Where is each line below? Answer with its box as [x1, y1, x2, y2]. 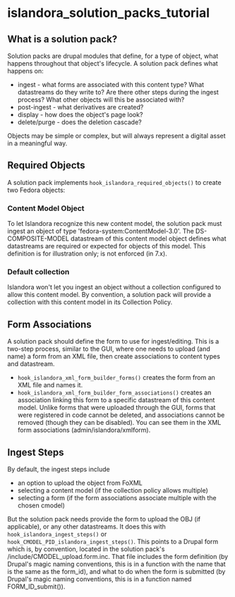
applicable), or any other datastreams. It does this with [7, 522, 166, 531]
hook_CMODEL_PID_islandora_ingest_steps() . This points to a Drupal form [7, 538, 219, 546]
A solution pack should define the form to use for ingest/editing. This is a [7, 337, 219, 346]
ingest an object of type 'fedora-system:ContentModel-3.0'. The [7, 227, 194, 236]
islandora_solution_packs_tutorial [7, 5, 210, 21]
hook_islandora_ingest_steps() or [7, 530, 107, 538]
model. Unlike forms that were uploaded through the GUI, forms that [17, 404, 216, 412]
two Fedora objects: [7, 186, 66, 194]
